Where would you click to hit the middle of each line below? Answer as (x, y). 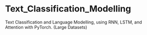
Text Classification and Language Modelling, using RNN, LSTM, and (74, 22)
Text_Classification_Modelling (68, 9)
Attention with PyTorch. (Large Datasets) (46, 27)
